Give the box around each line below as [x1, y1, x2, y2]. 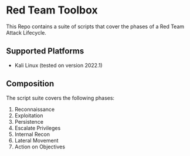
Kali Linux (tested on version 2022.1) [14, 62, 103, 69]
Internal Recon [14, 130, 50, 138]
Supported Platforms [6, 46, 84, 56]
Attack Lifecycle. [6, 29, 47, 36]
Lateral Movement [14, 137, 59, 144]
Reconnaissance [14, 106, 55, 113]
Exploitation [14, 112, 43, 119]
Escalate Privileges [14, 124, 61, 131]
